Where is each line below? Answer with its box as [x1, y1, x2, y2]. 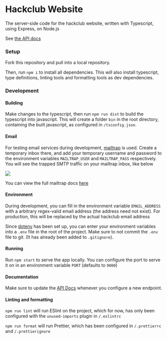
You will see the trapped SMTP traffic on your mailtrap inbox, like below [5, 161, 153, 167]
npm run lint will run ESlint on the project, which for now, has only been [5, 308, 155, 314]
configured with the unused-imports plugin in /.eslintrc [5, 313, 122, 319]
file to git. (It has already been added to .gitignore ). [5, 234, 114, 240]
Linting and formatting [5, 297, 53, 303]
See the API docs [5, 35, 41, 41]
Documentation [5, 274, 39, 280]
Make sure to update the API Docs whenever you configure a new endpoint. [5, 285, 162, 291]
